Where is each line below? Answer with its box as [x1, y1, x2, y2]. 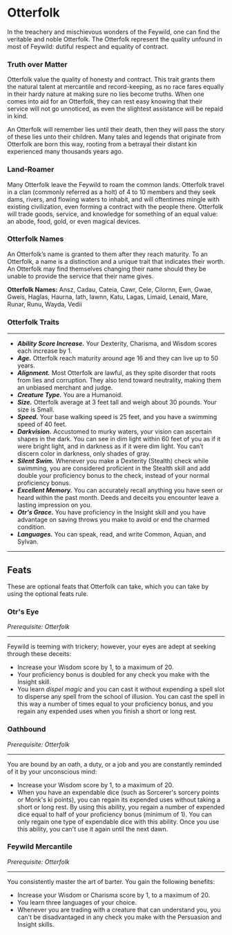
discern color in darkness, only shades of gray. [17, 450, 151, 458]
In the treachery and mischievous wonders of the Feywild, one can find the [7, 28, 220, 36]
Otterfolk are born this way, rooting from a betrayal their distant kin [7, 140, 197, 148]
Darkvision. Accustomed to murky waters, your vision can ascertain [17, 427, 212, 436]
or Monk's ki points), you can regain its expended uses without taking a [17, 796, 221, 804]
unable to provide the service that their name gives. [7, 271, 154, 280]
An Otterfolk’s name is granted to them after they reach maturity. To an [7, 250, 209, 258]
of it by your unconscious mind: [7, 767, 97, 775]
